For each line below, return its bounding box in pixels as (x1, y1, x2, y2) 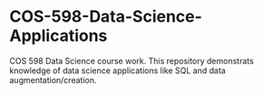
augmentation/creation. (9, 74, 97, 85)
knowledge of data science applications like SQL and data (9, 65, 227, 76)
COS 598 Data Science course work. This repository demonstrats (9, 55, 254, 66)
